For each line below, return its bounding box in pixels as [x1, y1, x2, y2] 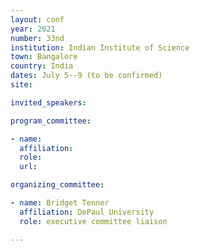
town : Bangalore [10, 52, 78, 62]
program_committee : [10, 116, 92, 126]
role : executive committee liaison [19, 216, 168, 226]
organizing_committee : [10, 180, 105, 190]
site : [10, 80, 33, 90]
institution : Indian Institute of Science [10, 42, 190, 53]
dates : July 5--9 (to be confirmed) [10, 71, 163, 81]
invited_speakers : [10, 97, 87, 108]
